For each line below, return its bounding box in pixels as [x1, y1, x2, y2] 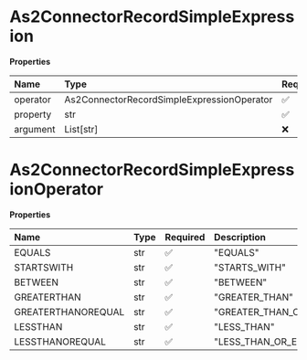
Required [164, 230, 206, 243]
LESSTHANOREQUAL [14, 335, 107, 348]
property [14, 108, 52, 121]
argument [14, 122, 57, 135]
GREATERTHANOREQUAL [14, 305, 125, 318]
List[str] [64, 122, 99, 135]
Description [214, 230, 267, 243]
